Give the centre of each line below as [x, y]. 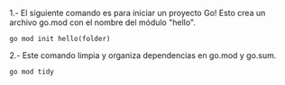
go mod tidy [32, 72]
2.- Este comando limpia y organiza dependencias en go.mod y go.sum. [143, 55]
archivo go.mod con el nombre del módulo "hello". [103, 22]
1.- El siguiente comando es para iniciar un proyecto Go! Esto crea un [138, 13]
